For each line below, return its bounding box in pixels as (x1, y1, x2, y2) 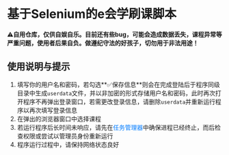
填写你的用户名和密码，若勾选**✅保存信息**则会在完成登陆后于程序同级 (16, 80, 220, 88)
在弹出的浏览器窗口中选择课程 (16, 115, 101, 123)
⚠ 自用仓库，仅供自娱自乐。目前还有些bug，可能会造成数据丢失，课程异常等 (7, 30, 222, 38)
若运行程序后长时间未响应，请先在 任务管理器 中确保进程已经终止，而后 (16, 123, 215, 131)
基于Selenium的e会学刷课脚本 (7, 6, 176, 22)
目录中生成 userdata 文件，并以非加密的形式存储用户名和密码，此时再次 (16, 88, 216, 97)
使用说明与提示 (7, 61, 70, 73)
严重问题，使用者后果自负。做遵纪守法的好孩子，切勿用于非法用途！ (7, 38, 199, 47)
